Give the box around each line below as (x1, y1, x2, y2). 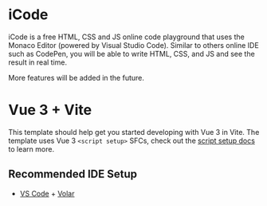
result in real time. (8, 57, 68, 67)
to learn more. (8, 144, 54, 153)
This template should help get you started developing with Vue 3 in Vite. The (8, 127, 260, 137)
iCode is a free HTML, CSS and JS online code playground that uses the (8, 32, 245, 42)
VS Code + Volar (19, 188, 75, 198)
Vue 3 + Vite (8, 101, 92, 119)
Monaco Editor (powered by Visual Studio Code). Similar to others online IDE (8, 40, 259, 50)
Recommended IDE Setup (8, 168, 138, 181)
